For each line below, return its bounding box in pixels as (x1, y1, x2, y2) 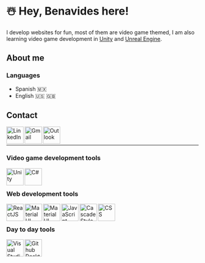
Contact (6, 110, 38, 120)
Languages (6, 71, 41, 80)
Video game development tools (6, 154, 101, 162)
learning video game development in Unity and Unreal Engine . (6, 35, 162, 42)
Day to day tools (6, 225, 56, 234)
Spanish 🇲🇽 (15, 85, 47, 92)
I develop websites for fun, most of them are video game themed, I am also (6, 28, 195, 36)
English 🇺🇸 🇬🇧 (15, 92, 56, 99)
